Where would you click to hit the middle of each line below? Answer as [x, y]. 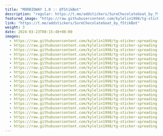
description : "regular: [29, 14]
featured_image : [21, 18]
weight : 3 [15, 27]
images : [13, 37]
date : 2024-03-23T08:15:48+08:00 [39, 32]
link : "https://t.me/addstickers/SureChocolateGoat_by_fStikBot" [72, 23]
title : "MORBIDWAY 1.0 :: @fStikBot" [43, 9]
